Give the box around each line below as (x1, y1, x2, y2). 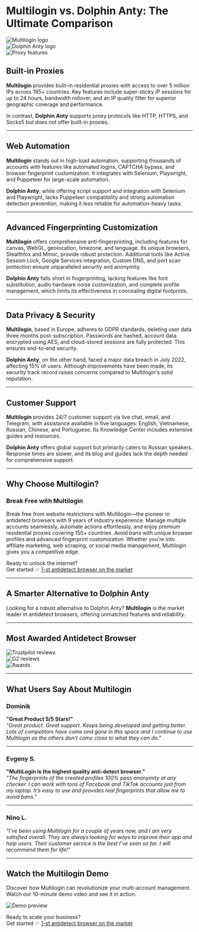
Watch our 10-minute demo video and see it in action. (6, 891, 137, 898)
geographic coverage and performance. (6, 101, 104, 108)
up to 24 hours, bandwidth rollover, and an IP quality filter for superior (6, 94, 176, 101)
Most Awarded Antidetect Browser (6, 633, 137, 643)
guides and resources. (6, 432, 61, 439)
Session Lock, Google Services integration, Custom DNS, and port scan (6, 257, 181, 264)
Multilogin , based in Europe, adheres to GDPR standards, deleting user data (6, 326, 192, 333)
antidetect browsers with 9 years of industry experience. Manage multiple (6, 516, 187, 523)
